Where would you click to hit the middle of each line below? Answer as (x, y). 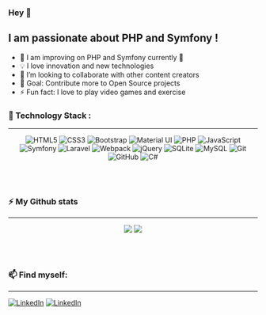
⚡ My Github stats (43, 201)
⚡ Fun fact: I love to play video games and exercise (103, 92)
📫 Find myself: (38, 275)
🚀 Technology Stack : (50, 116)
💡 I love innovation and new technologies (87, 66)
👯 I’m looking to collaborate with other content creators (109, 74)
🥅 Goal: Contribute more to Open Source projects (100, 83)
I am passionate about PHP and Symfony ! (114, 38)
